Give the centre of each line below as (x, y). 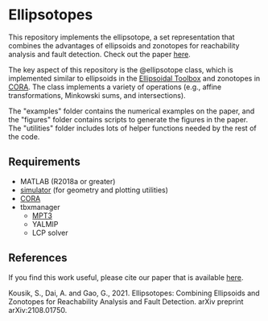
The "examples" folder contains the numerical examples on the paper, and (132, 111)
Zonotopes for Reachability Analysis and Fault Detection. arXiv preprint (126, 301)
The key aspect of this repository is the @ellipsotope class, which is (121, 69)
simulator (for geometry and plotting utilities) (94, 190)
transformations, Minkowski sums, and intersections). (97, 95)
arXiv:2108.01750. (38, 310)
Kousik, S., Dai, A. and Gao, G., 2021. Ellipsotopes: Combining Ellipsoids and (134, 293)
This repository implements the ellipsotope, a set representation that (122, 37)
